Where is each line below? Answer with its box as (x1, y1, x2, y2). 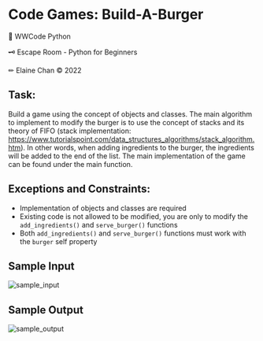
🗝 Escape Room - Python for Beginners (8, 47, 138, 57)
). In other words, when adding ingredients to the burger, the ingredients (20, 143, 254, 152)
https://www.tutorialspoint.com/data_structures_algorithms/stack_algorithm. (8, 134, 255, 143)
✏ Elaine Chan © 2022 (8, 65, 82, 75)
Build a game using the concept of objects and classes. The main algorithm (8, 109, 253, 119)
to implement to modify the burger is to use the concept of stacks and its (8, 117, 245, 127)
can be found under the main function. (8, 159, 133, 169)
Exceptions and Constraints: (8, 183, 151, 196)
